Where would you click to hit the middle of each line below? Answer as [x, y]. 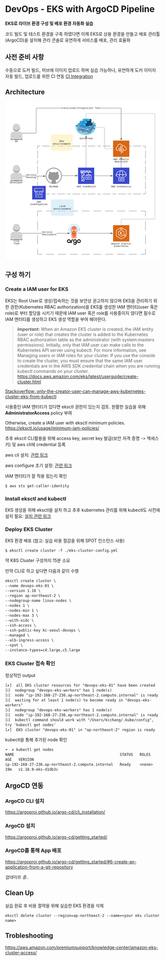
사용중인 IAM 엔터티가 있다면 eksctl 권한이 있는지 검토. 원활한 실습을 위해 [76, 407]
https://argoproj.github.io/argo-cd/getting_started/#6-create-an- [71, 862]
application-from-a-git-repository [39, 867]
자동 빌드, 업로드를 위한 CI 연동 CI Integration [49, 76]
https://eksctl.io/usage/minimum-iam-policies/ [52, 428]
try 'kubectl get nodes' [31, 725]
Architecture [25, 92]
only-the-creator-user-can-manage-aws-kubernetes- [91, 391]
